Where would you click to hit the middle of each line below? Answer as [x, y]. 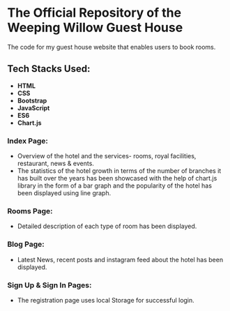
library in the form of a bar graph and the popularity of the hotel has [115, 185]
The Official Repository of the [94, 13]
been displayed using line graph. [64, 193]
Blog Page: [26, 244]
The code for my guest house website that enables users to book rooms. [112, 47]
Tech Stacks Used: [49, 69]
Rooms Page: [30, 211]
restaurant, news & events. [55, 164]
